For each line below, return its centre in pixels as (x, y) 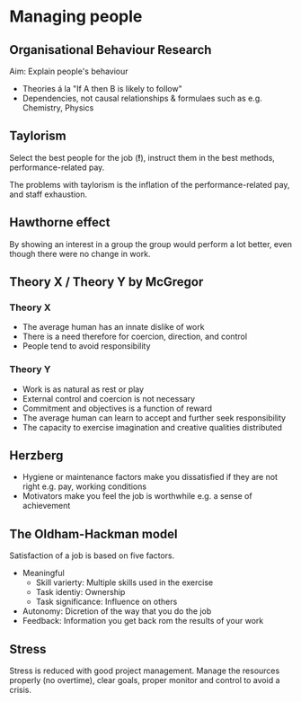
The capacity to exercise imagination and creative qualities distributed (152, 427)
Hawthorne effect (60, 222)
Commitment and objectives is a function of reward (117, 408)
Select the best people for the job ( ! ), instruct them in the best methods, (142, 157)
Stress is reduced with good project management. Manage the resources (145, 671)
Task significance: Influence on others (106, 602)
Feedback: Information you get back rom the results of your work (143, 621)
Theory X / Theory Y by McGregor (106, 282)
